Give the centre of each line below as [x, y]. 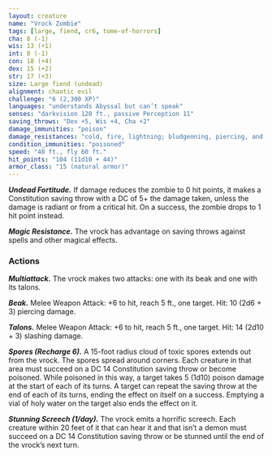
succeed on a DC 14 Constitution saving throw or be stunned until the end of [136, 437]
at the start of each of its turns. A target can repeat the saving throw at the [133, 386]
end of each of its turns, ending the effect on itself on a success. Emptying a [136, 395]
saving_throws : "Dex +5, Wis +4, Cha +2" [80, 122]
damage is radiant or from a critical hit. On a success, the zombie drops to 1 [135, 207]
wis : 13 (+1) [30, 46]
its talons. [25, 287]
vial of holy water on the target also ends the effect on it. [103, 403]
